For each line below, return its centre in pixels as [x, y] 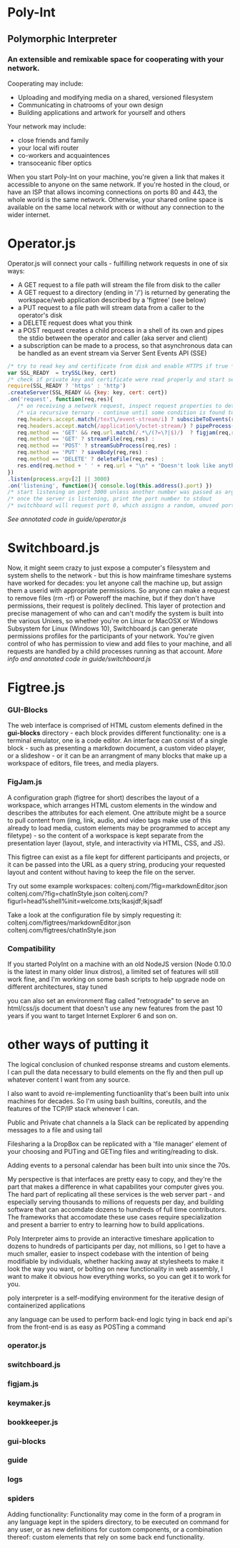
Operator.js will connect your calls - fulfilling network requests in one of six [118, 263]
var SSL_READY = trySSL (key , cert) [62, 373]
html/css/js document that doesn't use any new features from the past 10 [115, 1008]
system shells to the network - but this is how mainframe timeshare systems [120, 575]
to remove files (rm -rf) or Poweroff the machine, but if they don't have [111, 598]
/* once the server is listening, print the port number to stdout [110, 499]
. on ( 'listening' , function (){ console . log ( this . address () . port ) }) [110, 486]
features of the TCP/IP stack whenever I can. [73, 1109]
